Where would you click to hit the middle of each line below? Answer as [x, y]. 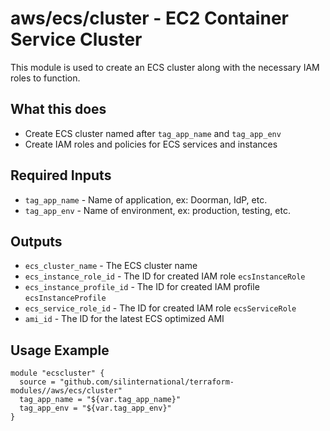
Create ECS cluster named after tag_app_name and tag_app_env [153, 133]
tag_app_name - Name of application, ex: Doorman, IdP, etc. [146, 199]
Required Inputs [61, 175]
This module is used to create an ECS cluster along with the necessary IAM [165, 67]
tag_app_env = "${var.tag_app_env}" [95, 408]
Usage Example [60, 350]
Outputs [36, 241]
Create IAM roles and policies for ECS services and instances [151, 144]
